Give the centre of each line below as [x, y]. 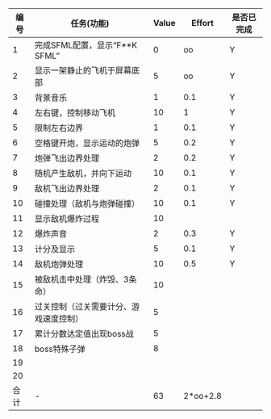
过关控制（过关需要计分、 [83, 306]
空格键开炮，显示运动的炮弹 [88, 143]
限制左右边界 [59, 128]
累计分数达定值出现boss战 [85, 334]
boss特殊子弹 [60, 349]
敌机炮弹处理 [59, 264]
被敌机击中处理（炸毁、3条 [86, 279]
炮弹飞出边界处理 [67, 158]
